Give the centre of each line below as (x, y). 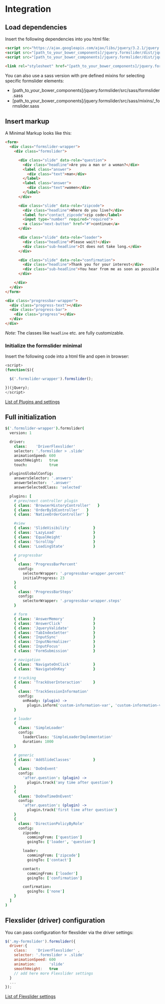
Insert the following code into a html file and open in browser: (67, 356)
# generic (24, 755)
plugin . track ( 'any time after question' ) (70, 782)
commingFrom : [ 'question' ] (55, 837)
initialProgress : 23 (44, 578)
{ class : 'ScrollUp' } (55, 542)
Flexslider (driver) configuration (55, 921)
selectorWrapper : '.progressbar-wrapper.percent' (74, 574)
